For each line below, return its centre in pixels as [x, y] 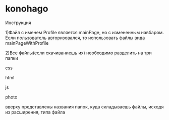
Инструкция [18, 23]
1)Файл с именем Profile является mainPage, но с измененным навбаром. [84, 32]
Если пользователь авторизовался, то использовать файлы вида [75, 38]
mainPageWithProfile [27, 43]
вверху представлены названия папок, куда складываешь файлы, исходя [84, 106]
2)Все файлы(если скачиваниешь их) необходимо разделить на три [79, 53]
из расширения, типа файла [35, 112]
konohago [27, 9]
